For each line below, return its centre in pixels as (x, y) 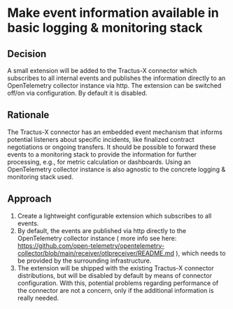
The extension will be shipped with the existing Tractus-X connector (116, 268)
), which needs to (201, 253)
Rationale (28, 115)
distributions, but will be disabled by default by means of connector (114, 275)
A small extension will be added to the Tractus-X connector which (102, 71)
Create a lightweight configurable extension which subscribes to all (114, 216)
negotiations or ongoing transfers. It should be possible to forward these (112, 147)
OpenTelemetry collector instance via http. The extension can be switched (114, 85)
